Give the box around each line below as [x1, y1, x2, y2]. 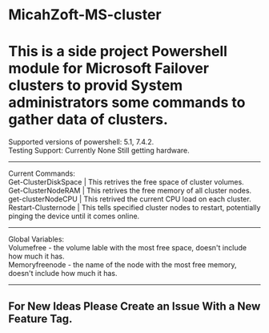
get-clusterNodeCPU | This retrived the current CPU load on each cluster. [8, 194, 251, 204]
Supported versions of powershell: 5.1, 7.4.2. [8, 137, 155, 147]
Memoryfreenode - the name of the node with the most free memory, [8, 260, 238, 270]
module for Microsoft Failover [8, 59, 210, 78]
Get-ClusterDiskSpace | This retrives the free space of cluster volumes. [8, 177, 244, 187]
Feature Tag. [8, 311, 73, 326]
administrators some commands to [8, 94, 246, 112]
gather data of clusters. [8, 111, 168, 129]
